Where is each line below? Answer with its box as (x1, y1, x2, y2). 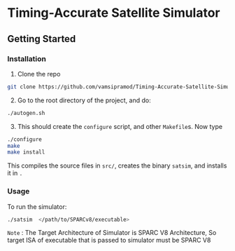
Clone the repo (17, 69, 61, 78)
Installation (7, 54, 47, 64)
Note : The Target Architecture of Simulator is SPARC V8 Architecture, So (7, 229, 217, 237)
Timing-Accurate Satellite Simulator (7, 5, 220, 21)
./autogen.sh (7, 109, 45, 116)
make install (7, 149, 45, 156)
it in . (7, 169, 23, 177)
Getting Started (7, 33, 76, 45)
